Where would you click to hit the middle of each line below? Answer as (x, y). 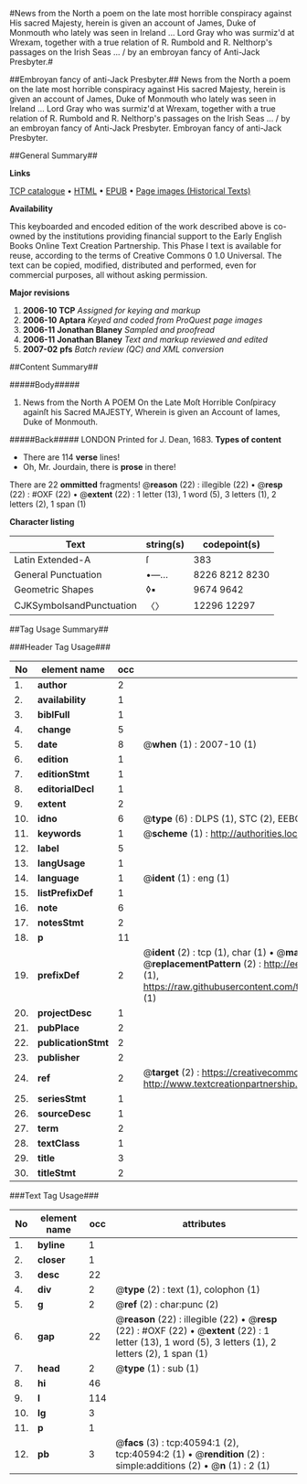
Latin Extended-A (53, 560)
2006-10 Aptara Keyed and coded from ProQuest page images (143, 320)
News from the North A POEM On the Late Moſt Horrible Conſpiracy (149, 402)
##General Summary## (53, 155)
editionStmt (64, 774)
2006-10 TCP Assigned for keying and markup (111, 310)
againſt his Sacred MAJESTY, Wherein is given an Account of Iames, (151, 412)
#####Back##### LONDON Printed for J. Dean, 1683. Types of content (145, 439)
